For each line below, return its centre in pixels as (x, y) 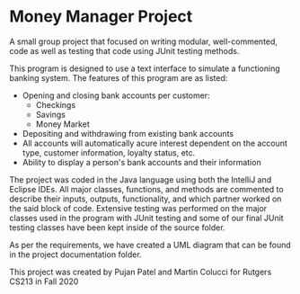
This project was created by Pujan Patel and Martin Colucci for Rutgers (141, 272)
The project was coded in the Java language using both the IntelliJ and (141, 179)
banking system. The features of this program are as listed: (119, 77)
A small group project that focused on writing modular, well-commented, (144, 41)
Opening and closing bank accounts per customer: (116, 95)
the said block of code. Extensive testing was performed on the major (138, 208)
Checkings (56, 104)
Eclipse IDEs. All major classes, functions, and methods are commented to (147, 189)
